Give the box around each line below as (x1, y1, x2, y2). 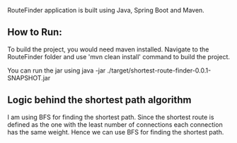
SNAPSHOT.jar (7, 73, 51, 82)
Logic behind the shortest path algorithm (7, 94, 192, 106)
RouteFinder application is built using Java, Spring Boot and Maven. (7, 6, 205, 14)
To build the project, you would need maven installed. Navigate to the (7, 45, 209, 54)
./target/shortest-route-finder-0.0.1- (107, 66, 212, 75)
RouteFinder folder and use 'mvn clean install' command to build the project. (7, 52, 231, 61)
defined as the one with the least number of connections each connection (7, 120, 223, 129)
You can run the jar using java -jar (7, 66, 106, 75)
